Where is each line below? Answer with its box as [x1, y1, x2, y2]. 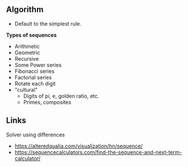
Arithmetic [14, 43, 40, 50]
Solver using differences [6, 131, 66, 138]
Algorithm [6, 5, 44, 15]
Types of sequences [6, 32, 57, 39]
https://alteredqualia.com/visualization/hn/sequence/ [14, 142, 143, 149]
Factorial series [14, 74, 52, 81]
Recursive [14, 55, 39, 62]
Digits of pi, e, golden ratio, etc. [23, 92, 100, 99]
